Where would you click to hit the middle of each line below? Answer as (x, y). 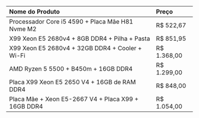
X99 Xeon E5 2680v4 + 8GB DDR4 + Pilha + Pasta (80, 39)
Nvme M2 (23, 29)
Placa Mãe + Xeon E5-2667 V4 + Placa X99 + (74, 99)
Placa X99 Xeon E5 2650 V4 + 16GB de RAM (73, 82)
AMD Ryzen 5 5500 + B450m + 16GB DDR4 (71, 69)
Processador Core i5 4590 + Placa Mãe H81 (71, 22)
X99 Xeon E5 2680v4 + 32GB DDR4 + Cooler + (76, 48)
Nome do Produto (35, 12)
